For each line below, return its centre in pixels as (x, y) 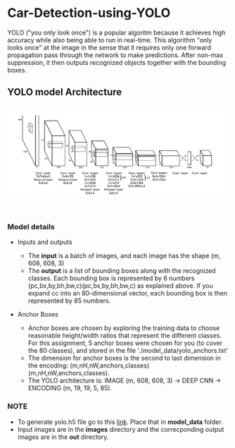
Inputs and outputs (45, 242)
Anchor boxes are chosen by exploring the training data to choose (124, 328)
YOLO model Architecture (65, 92)
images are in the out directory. (63, 437)
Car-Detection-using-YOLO (89, 13)
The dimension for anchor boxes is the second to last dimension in (124, 358)
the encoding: (48, 365)
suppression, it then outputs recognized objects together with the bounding (117, 62)
